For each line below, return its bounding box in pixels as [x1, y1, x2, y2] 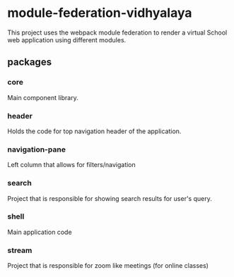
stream [7, 245, 33, 255]
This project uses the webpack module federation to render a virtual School [7, 28, 228, 37]
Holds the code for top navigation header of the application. [7, 127, 182, 135]
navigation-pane [7, 144, 66, 154]
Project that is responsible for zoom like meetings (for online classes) [7, 261, 209, 270]
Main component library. [7, 93, 79, 101]
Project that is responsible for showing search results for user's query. [7, 194, 212, 202]
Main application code [7, 228, 72, 236]
